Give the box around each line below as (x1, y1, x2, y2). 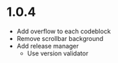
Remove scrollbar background (16, 34, 104, 42)
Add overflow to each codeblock (16, 27, 111, 35)
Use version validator (27, 49, 89, 57)
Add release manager (16, 42, 80, 50)
